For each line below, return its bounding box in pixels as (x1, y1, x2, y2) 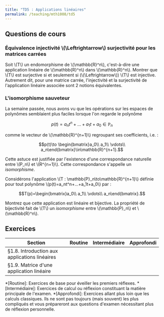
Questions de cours (5, 30, 66, 38)
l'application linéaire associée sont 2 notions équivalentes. (5, 83, 123, 89)
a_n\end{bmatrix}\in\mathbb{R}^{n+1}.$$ (41, 146, 123, 152)
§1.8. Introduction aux (7, 248, 59, 254)
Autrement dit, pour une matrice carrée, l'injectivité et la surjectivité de (5, 77, 147, 83)
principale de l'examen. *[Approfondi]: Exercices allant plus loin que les (5, 291, 149, 296)
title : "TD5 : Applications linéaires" (5, 7, 86, 12)
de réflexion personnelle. (5, 306, 55, 312)
